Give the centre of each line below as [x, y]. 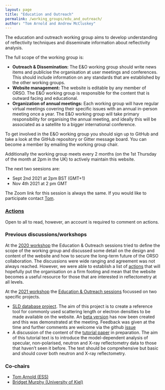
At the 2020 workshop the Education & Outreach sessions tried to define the [82, 245]
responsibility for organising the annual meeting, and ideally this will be [84, 119]
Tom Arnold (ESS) [30, 377]
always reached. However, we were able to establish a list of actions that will [83, 266]
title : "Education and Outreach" [39, 14]
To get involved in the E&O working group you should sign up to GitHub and [82, 134]
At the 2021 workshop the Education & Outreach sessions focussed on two [81, 292]
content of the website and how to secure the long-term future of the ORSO [82, 256]
